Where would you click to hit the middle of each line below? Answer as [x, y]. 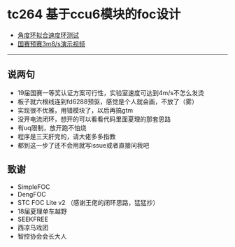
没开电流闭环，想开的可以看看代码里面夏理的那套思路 [94, 119]
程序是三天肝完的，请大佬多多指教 [66, 136]
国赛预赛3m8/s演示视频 [51, 43]
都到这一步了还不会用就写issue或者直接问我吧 [83, 145]
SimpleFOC [34, 187]
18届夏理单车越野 [42, 211]
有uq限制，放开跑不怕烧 [52, 127]
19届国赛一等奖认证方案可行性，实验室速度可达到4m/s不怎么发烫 [111, 92]
